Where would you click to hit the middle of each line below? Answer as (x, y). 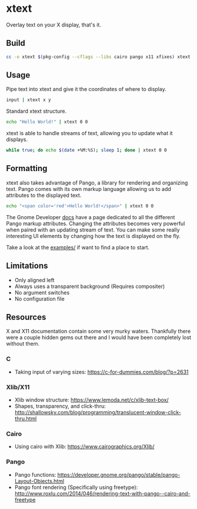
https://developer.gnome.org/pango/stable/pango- (119, 474)
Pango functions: (35, 474)
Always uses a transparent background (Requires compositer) (90, 286)
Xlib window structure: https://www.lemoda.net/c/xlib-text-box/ (91, 400)
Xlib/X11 (18, 387)
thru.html (26, 418)
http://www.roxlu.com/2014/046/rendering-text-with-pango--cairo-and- (102, 493)
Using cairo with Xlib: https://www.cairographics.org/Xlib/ (84, 447)
